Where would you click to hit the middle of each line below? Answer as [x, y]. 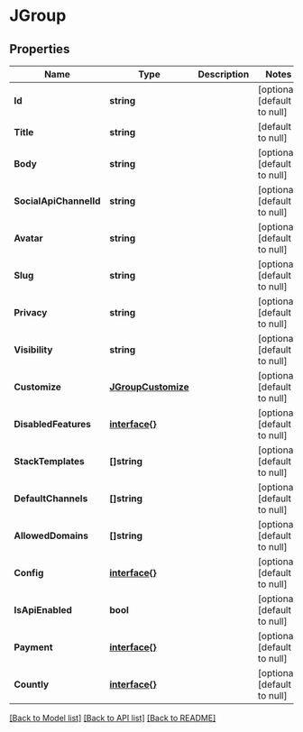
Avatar [28, 238]
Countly [32, 684]
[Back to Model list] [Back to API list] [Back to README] [113, 718]
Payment [33, 647]
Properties [40, 49]
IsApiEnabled [43, 610]
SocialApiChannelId [57, 201]
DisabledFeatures [53, 424]
